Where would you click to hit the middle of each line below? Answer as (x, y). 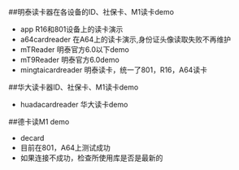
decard (32, 138)
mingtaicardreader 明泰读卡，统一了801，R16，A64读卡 (113, 70)
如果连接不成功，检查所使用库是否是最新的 (91, 158)
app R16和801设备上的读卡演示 (72, 29)
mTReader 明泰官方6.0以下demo (75, 50)
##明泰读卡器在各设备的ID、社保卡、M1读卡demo (91, 12)
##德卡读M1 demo (39, 122)
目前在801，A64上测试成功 (65, 148)
